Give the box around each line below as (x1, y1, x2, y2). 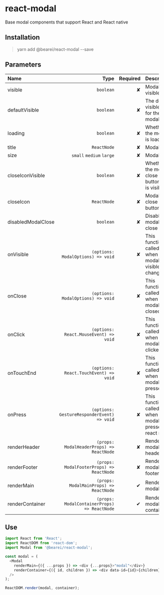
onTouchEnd (7, 369, 37, 376)
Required (119, 75, 141, 82)
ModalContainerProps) (64, 501, 115, 506)
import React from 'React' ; (5, 536, 62, 541)
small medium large (71, 153, 115, 158)
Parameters (5, 61, 41, 69)
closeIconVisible (7, 172, 45, 179)
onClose (7, 292, 27, 299)
